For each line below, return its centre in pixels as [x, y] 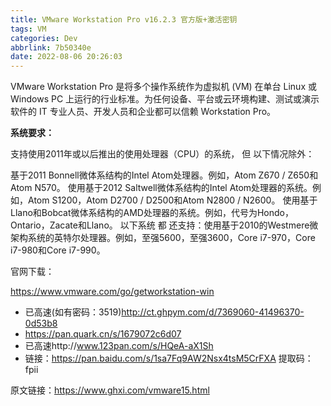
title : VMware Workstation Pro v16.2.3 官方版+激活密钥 [124, 19]
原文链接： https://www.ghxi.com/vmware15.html [110, 390]
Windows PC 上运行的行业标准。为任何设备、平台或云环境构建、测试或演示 [165, 99]
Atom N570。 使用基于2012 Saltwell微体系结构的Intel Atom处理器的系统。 [161, 188]
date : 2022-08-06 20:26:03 [66, 57]
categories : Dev [44, 38]
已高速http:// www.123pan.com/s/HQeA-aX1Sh [119, 346]
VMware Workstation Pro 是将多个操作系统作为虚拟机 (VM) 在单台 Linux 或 [163, 87]
